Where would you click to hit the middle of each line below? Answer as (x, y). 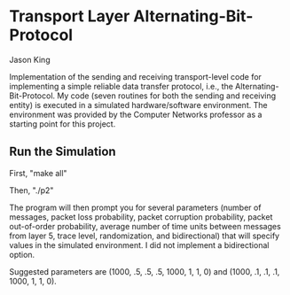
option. (22, 254)
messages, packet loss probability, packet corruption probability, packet (141, 217)
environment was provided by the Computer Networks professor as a (136, 114)
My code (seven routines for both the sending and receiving (167, 96)
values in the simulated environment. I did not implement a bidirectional (139, 245)
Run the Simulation (63, 152)
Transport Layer (70, 16)
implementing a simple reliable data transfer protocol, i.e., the (121, 86)
